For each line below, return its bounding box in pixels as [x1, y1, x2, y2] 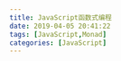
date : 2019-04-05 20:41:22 [9, 22, 111, 30]
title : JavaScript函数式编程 [9, 13, 113, 22]
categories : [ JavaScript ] [9, 38, 107, 48]
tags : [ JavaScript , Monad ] [9, 30, 107, 39]
